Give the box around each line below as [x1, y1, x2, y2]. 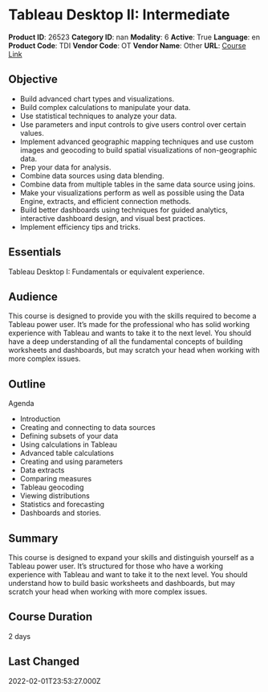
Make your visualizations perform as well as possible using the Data [19, 187, 245, 198]
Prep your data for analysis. [19, 162, 112, 172]
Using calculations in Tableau [19, 440, 118, 449]
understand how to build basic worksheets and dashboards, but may [8, 579, 235, 588]
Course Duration [8, 610, 93, 624]
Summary [8, 531, 59, 545]
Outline [8, 377, 46, 391]
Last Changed [8, 655, 80, 669]
